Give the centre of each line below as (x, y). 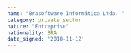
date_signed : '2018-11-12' (46, 39)
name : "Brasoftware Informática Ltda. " (66, 13)
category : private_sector (44, 20)
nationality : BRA (32, 33)
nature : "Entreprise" (38, 26)
